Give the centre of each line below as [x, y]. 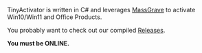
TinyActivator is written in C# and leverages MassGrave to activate [101, 10]
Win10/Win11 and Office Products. [55, 17]
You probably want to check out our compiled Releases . [86, 30]
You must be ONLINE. [38, 43]
